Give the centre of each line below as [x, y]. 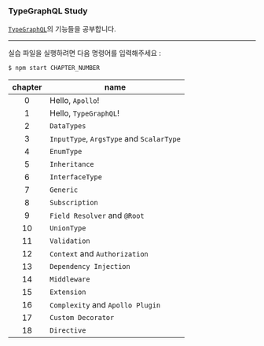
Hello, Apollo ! [75, 101]
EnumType [66, 152]
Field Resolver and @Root [97, 215]
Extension [68, 292]
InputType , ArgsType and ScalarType [115, 139]
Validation [70, 241]
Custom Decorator [82, 318]
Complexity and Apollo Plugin [105, 305]
